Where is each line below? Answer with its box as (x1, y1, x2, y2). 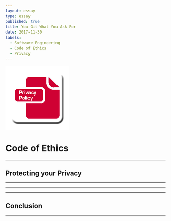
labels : (5, 35, 22, 40)
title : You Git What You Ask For (5, 24, 76, 29)
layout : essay (5, 8, 36, 13)
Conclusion (5, 201, 43, 210)
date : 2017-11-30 (5, 29, 42, 35)
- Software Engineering (10, 41, 60, 46)
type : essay (5, 13, 31, 19)
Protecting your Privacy (5, 169, 82, 177)
